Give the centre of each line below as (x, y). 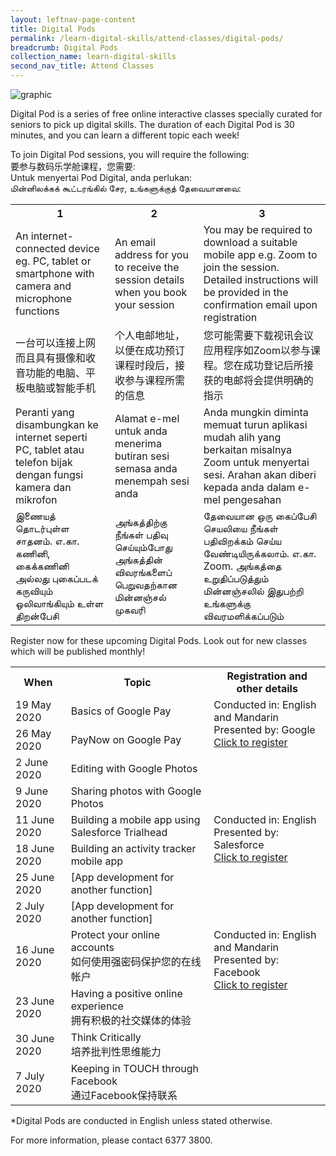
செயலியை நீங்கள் (241, 528)
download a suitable (250, 242)
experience (97, 1006)
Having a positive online (126, 993)
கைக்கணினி (42, 566)
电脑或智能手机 (61, 388)
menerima (138, 443)
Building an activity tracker (133, 848)
